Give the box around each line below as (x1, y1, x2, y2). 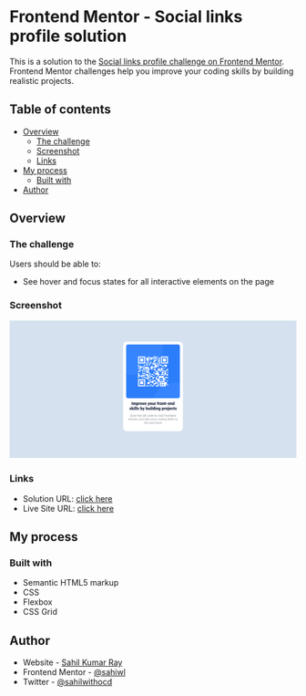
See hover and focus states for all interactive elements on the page (22, 276, 275, 287)
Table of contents (9, 102, 111, 118)
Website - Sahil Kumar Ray (22, 657, 123, 668)
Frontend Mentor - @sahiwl (22, 667, 126, 678)
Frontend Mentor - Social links (9, 6, 243, 27)
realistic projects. (9, 75, 75, 86)
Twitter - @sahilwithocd (22, 677, 113, 688)
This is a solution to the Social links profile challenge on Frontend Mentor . (9, 56, 285, 67)
